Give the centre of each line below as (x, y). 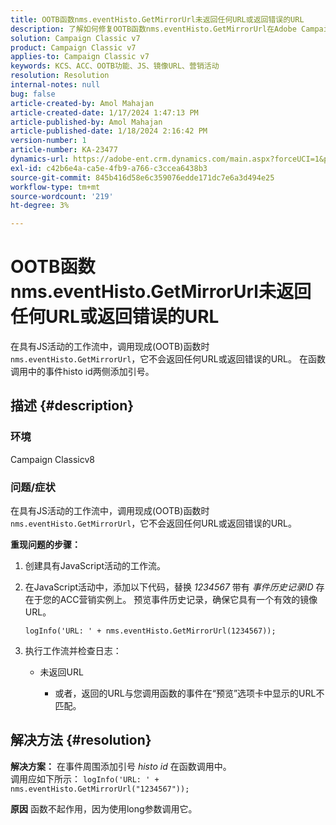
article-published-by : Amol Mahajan (86, 122)
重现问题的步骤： (45, 545)
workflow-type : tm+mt (55, 187)
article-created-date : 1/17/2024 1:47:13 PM (104, 112)
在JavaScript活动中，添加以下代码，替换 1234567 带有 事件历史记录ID (169, 587)
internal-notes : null (55, 85)
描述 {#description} (72, 406)
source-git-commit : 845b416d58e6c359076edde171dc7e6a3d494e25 (142, 177)
